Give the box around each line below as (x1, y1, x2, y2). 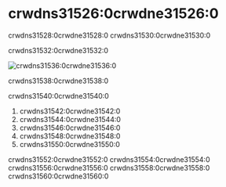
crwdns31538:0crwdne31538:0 (8, 76, 109, 85)
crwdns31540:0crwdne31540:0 (8, 91, 110, 100)
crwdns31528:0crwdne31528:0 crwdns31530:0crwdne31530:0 (8, 31, 211, 40)
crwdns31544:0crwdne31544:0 (19, 114, 122, 124)
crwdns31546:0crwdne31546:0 (19, 123, 121, 132)
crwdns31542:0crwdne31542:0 (19, 106, 121, 116)
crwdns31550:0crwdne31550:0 (19, 139, 120, 149)
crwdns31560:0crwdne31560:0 (8, 171, 109, 181)
